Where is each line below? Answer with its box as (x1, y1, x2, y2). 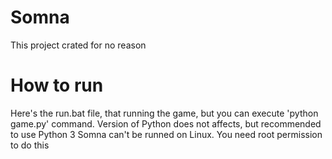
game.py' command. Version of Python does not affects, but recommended (10, 117, 322, 130)
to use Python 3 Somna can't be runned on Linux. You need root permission (10, 128, 323, 140)
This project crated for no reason (10, 39, 147, 51)
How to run (10, 74, 104, 97)
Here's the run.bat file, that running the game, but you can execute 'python (10, 107, 319, 119)
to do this (10, 139, 50, 151)
